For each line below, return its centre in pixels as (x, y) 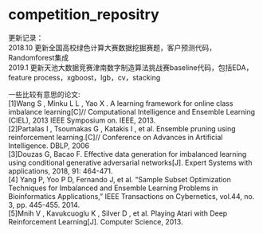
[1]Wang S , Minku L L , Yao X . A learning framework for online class (121, 103)
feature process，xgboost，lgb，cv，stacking (84, 77)
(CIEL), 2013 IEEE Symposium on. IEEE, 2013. (82, 120)
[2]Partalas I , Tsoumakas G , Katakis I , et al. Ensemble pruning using (122, 128)
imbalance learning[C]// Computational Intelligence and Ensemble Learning (132, 111)
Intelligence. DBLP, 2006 (49, 146)
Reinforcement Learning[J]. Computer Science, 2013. (96, 221)
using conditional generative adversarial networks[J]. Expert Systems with (130, 162)
